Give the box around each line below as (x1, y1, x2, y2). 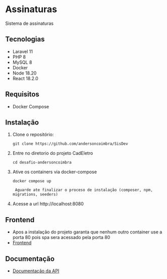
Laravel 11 (12, 48, 33, 54)
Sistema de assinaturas (5, 20, 54, 26)
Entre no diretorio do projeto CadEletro (12, 150, 93, 156)
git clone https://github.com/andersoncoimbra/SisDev (12, 141, 128, 146)
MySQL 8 (12, 59, 32, 65)
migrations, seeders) (12, 192, 58, 197)
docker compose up (12, 179, 51, 184)
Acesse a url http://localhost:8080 (12, 201, 84, 207)
